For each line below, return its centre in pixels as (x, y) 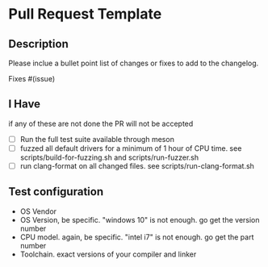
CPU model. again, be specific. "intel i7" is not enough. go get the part (137, 237)
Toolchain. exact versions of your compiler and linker (108, 254)
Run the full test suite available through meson (97, 139)
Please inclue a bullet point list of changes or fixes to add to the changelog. (134, 63)
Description (38, 44)
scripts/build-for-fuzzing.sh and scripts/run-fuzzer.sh (109, 157)
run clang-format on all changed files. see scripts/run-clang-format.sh (137, 165)
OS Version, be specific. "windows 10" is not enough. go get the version (140, 219)
